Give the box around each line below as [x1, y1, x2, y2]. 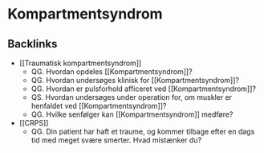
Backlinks [7, 37, 58, 51]
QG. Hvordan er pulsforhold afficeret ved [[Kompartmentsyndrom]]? [30, 84, 256, 93]
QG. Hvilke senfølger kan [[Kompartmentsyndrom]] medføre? [30, 110, 234, 119]
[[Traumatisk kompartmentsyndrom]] [18, 58, 142, 68]
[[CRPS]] [18, 118, 49, 127]
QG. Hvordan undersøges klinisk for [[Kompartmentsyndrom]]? [30, 76, 240, 85]
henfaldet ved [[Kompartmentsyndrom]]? [30, 101, 167, 110]
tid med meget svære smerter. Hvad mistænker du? [30, 135, 202, 145]
